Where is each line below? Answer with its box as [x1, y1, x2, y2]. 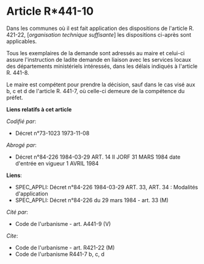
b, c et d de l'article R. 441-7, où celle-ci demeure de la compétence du [6, 87, 185, 94]
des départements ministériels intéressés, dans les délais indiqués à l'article [6, 62, 198, 70]
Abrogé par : [6, 141, 37, 148]
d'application [15, 190, 48, 197]
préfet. [6, 94, 23, 101]
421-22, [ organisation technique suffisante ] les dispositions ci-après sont [6, 31, 191, 38]
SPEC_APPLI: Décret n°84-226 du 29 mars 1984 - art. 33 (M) [15, 196, 169, 203]
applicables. [6, 37, 37, 45]
